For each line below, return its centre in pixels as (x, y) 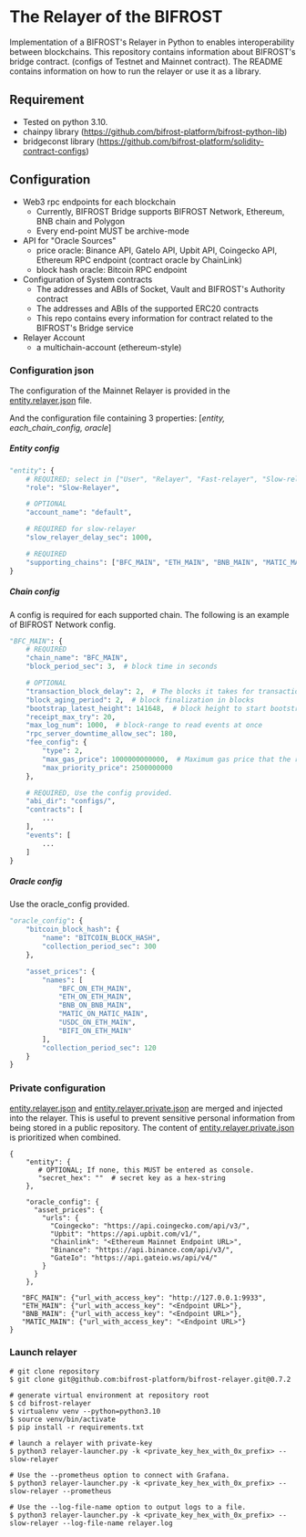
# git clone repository (55, 1371)
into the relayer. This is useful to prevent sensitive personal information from (153, 1118)
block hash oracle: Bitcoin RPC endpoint (112, 269)
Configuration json (52, 371)
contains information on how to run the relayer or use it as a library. (135, 71)
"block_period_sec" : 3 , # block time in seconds (122, 667)
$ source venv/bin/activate (63, 1419)
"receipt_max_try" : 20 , (71, 717)
